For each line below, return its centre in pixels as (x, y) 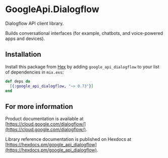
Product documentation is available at (44, 119)
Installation (23, 54)
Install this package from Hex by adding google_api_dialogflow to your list (82, 66)
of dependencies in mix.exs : (35, 72)
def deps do (18, 81)
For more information (39, 107)
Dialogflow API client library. (35, 23)
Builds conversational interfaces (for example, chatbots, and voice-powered (84, 33)
